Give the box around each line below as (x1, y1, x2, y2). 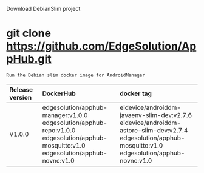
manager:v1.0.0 (42, 110, 88, 119)
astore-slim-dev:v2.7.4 (120, 126, 188, 134)
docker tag (120, 89, 152, 98)
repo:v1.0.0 (42, 126, 76, 134)
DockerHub (42, 89, 76, 98)
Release (9, 85, 33, 93)
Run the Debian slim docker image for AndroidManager (6, 72, 146, 78)
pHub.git (6, 52, 52, 66)
